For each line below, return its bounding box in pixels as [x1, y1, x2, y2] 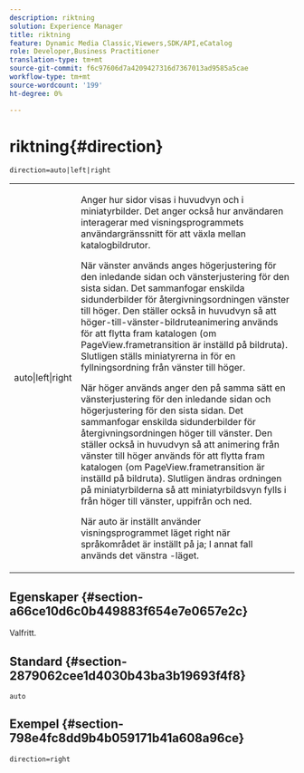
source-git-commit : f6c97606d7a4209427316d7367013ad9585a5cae [9, 64, 249, 73]
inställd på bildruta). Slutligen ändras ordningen [81, 472, 282, 485]
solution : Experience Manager [9, 22, 124, 31]
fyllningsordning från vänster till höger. [81, 362, 246, 374]
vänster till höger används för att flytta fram [81, 449, 265, 462]
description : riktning [9, 13, 95, 23]
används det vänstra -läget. [81, 549, 200, 562]
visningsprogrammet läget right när [81, 527, 231, 539]
